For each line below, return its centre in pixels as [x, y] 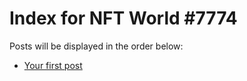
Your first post [53, 65]
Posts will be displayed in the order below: [96, 46]
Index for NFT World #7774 [123, 18]
